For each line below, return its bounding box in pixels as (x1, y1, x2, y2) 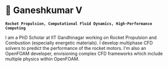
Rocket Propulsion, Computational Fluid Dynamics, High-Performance (5, 21, 152, 26)
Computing (5, 25, 26, 31)
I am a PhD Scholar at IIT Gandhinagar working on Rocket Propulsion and (5, 34, 157, 40)
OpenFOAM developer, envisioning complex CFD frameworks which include (5, 50, 163, 56)
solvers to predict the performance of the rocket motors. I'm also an (5, 45, 146, 51)
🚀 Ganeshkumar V (5, 5, 82, 16)
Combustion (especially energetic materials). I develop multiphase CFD (5, 40, 153, 46)
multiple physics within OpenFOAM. (5, 55, 80, 62)
